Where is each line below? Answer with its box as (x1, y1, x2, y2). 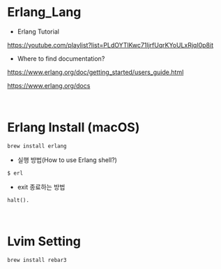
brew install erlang (7, 143, 68, 150)
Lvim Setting (7, 233, 82, 249)
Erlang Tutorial (17, 27, 59, 36)
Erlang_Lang (7, 4, 82, 20)
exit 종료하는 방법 (17, 182, 66, 191)
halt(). (7, 196, 30, 203)
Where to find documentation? (17, 54, 105, 63)
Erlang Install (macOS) (7, 119, 140, 136)
